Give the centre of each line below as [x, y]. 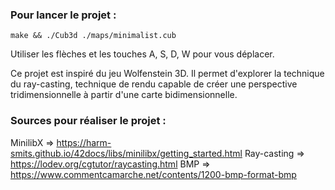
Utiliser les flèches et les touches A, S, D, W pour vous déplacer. [142, 54]
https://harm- [84, 142]
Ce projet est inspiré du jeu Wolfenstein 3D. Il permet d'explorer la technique [167, 74]
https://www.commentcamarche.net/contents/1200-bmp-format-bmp [153, 174]
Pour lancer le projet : [63, 15]
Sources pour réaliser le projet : [88, 121]
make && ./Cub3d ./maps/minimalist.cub [93, 36]
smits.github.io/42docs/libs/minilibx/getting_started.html [126, 153]
